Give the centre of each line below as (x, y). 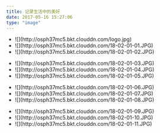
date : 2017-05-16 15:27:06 (39, 17)
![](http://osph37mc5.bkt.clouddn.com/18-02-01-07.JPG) (84, 94)
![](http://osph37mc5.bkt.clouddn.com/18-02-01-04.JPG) (84, 70)
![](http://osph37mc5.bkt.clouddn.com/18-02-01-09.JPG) (84, 111)
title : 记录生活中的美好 (33, 12)
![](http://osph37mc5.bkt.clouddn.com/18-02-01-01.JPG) (84, 46)
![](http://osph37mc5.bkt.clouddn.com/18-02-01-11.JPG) (83, 124)
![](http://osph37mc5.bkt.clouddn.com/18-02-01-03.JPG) (84, 63)
